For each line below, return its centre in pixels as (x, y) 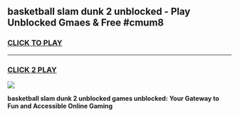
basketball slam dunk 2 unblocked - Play (99, 12)
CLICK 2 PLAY (32, 69)
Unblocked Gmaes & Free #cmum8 (86, 23)
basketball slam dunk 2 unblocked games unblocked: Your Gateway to (113, 98)
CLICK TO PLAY (35, 43)
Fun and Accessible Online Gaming (60, 106)
